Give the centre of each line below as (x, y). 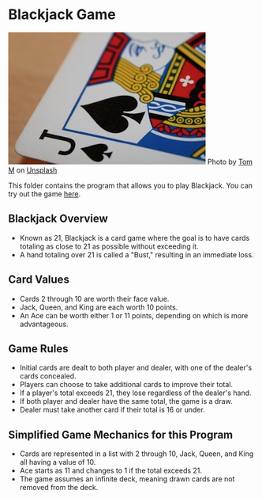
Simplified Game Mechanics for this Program (121, 434)
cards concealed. (48, 376)
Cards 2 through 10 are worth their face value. (94, 298)
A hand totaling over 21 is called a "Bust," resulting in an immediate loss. (137, 254)
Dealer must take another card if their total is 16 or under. (112, 410)
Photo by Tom (230, 162)
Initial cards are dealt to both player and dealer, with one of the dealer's (136, 368)
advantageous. (44, 324)
